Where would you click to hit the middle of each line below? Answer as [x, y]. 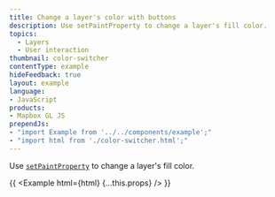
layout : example [39, 83]
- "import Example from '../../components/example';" [111, 133]
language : [27, 91]
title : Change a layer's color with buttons [93, 17]
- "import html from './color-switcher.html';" [99, 140]
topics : [24, 34]
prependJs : [29, 125]
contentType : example [49, 67]
